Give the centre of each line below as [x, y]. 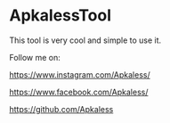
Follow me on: [35, 57]
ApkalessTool [61, 16]
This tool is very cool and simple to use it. [85, 40]
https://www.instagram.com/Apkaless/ [80, 74]
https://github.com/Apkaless [61, 109]
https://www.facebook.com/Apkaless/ [79, 92]
